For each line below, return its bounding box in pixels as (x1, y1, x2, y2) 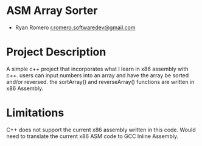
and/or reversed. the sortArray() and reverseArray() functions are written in (6, 78, 195, 85)
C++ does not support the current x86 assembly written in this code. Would (6, 126, 196, 133)
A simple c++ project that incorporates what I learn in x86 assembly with (6, 65, 189, 72)
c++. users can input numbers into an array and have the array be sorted (6, 71, 189, 79)
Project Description (6, 45, 106, 59)
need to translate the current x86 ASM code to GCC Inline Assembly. (6, 132, 178, 140)
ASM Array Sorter (6, 4, 98, 18)
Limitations (6, 106, 64, 120)
